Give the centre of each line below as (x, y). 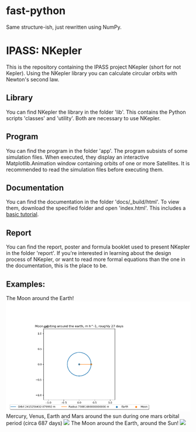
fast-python (36, 11)
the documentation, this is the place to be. (57, 266)
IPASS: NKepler (44, 51)
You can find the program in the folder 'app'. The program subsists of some (97, 151)
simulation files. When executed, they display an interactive (78, 157)
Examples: (26, 284)
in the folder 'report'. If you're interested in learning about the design (89, 253)
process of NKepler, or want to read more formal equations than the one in (96, 260)
